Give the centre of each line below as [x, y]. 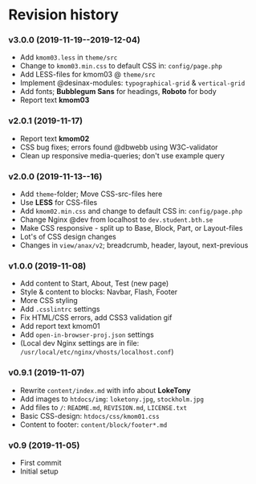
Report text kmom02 [55, 138]
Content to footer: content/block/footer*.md [93, 425]
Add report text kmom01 [60, 326]
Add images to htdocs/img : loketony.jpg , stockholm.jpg [112, 399]
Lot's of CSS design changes [68, 237]
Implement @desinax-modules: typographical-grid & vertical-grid [132, 83]
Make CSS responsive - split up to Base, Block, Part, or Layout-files [131, 228]
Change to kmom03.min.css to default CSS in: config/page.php [121, 66]
